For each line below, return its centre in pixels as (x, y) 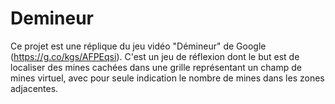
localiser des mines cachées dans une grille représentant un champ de (156, 67)
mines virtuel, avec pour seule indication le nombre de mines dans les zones (167, 78)
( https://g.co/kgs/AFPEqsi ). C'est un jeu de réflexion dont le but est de (155, 56)
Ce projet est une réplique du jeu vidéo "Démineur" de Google (138, 46)
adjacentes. (34, 88)
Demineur (52, 18)
